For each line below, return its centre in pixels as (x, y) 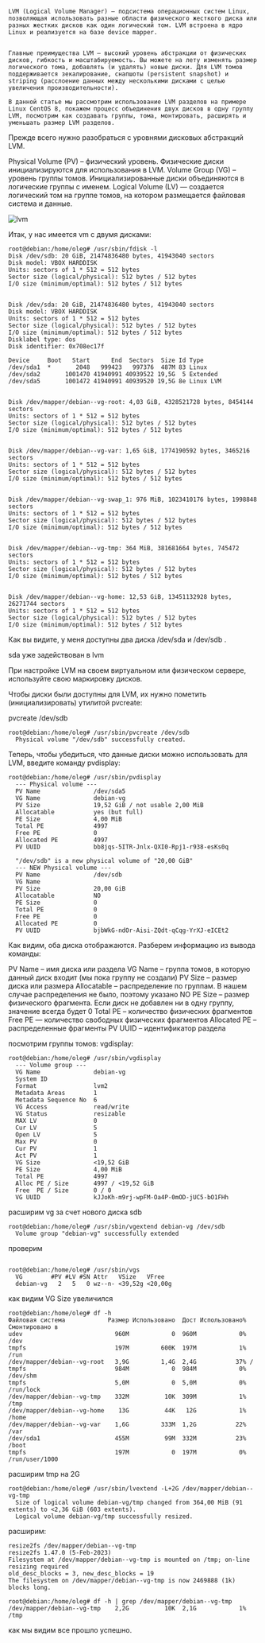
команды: (25, 954)
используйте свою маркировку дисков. (75, 679)
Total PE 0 (56, 910)
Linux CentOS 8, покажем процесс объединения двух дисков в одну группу (131, 109)
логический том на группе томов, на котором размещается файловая (127, 195)
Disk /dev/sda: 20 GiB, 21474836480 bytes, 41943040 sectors (111, 305)
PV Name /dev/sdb (69, 875)
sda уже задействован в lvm (56, 655)
